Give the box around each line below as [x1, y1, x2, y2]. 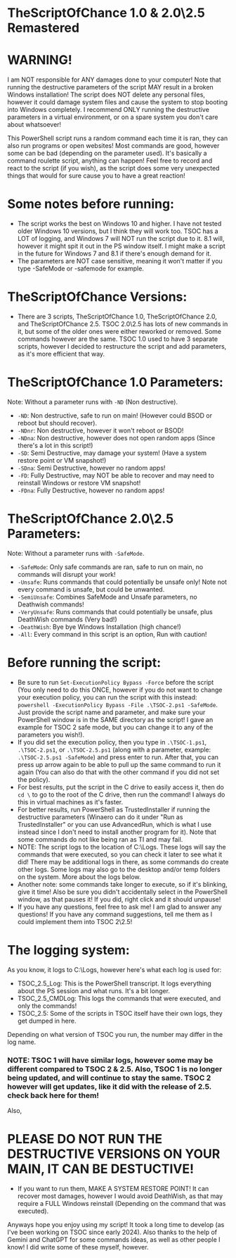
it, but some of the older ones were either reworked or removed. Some [17, 328, 222, 335]
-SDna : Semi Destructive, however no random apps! [17, 463, 166, 472]
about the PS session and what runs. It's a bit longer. [17, 986, 171, 995]
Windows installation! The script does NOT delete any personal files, [7, 90, 206, 99]
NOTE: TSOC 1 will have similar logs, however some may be [7, 1055, 214, 1065]
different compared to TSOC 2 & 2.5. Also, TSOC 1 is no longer [7, 1064, 223, 1073]
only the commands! [17, 1002, 77, 1010]
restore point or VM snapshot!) [17, 456, 107, 464]
